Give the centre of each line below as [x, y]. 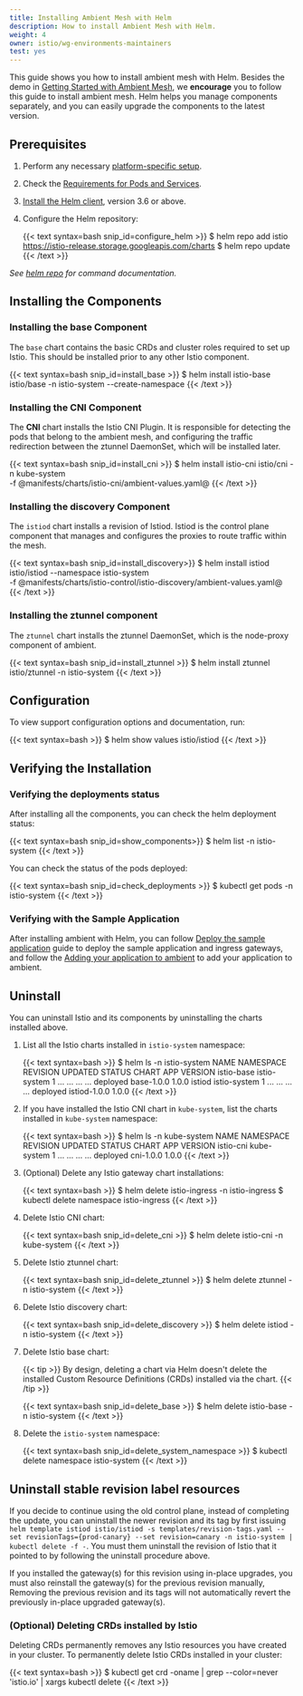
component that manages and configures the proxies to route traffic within [148, 536]
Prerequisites [48, 145]
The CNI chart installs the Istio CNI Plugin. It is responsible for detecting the [150, 427]
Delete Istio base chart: [66, 1352]
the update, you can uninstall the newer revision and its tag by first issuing [148, 1520]
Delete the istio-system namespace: [91, 1433]
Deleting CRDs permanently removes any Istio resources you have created [148, 1645]
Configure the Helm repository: [80, 218]
